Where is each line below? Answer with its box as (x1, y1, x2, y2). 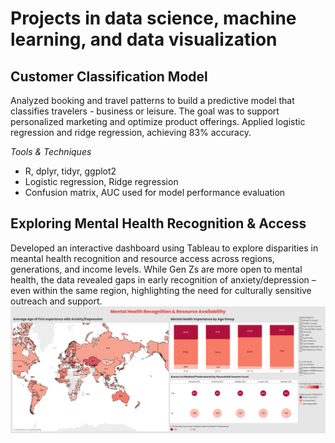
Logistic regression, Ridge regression (24, 176, 179, 187)
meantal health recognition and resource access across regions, (10, 252, 275, 264)
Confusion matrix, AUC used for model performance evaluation (24, 187, 286, 198)
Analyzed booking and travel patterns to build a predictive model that (10, 95, 295, 106)
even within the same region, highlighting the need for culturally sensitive (10, 284, 312, 296)
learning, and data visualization (10, 28, 278, 51)
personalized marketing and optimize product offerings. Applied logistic (10, 116, 306, 127)
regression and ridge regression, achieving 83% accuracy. (10, 127, 252, 138)
